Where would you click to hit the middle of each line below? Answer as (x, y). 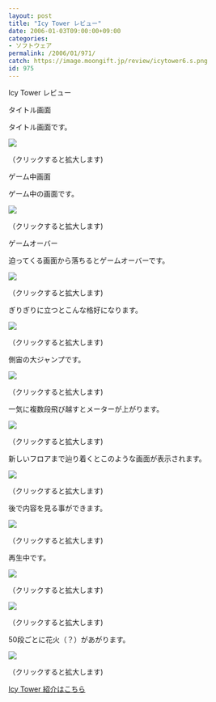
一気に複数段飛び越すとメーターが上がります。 (86, 408)
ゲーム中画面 (30, 176)
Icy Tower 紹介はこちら (47, 689)
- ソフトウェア (30, 46)
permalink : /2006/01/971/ (52, 53)
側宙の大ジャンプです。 (47, 359)
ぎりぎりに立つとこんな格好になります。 (76, 310)
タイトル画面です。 (40, 127)
